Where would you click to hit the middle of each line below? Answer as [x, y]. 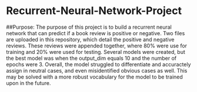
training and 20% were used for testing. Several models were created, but [96, 52]
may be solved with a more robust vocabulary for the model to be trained [95, 77]
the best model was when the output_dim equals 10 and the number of [91, 58]
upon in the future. [29, 83]
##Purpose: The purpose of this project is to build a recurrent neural [89, 27]
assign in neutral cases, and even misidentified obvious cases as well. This [97, 70]
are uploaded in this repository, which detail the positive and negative [90, 39]
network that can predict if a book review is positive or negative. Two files [96, 33]
